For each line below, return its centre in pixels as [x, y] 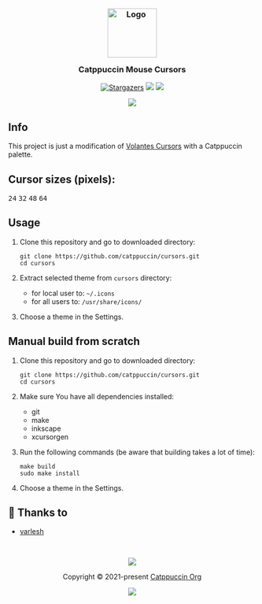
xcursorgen [50, 436]
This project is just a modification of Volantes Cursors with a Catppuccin [125, 146]
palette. [20, 154]
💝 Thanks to [38, 512]
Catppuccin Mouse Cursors [132, 69]
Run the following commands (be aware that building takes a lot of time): [137, 452]
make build [37, 466]
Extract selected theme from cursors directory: [96, 278]
